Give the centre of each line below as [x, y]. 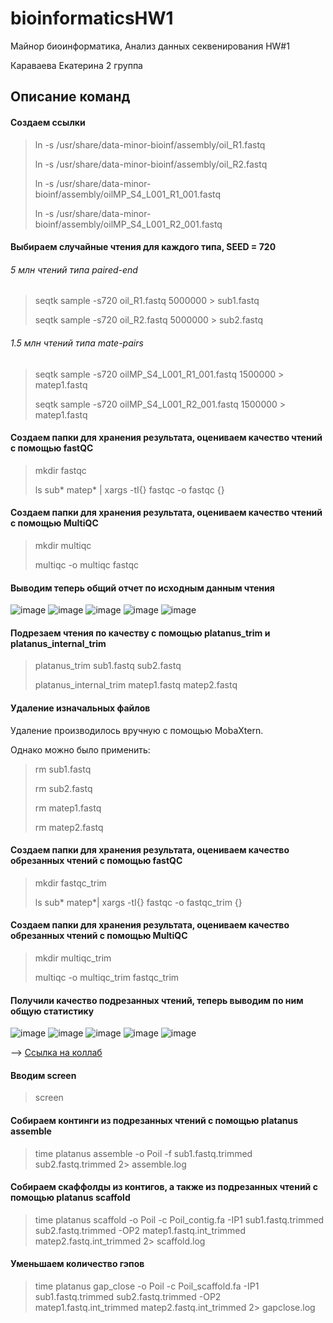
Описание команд [70, 97]
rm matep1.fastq [68, 808]
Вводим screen [43, 1075]
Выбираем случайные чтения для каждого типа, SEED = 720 [143, 247]
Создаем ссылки [48, 122]
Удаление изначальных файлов [80, 708]
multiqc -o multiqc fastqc [87, 564]
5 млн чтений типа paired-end [74, 269]
